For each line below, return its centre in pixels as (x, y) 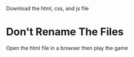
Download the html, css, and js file (47, 8)
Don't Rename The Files (65, 32)
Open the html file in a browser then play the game (67, 48)
